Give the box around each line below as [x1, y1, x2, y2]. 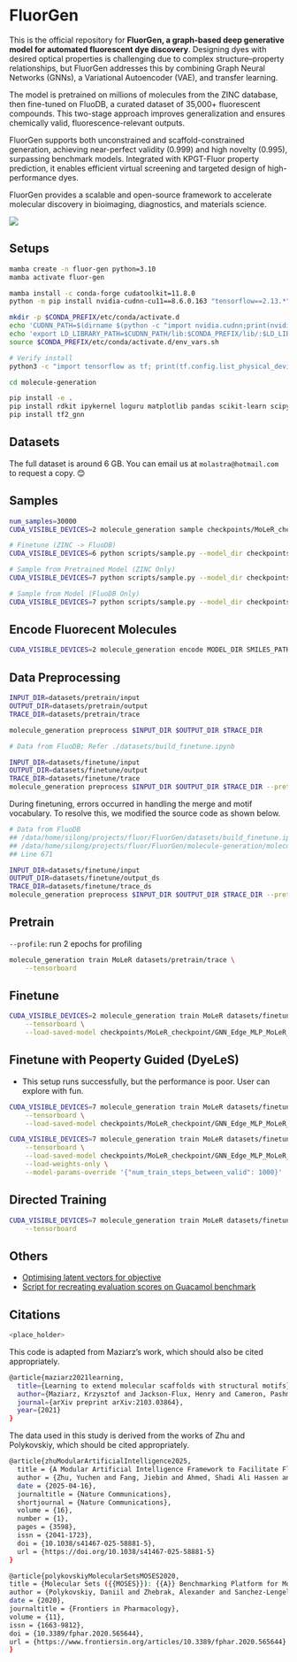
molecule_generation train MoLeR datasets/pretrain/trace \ [9, 955, 236, 965]
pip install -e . [9, 394, 73, 403]
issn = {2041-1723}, [17, 1531, 93, 1540]
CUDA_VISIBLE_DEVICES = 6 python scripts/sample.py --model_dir [9, 550, 243, 558]
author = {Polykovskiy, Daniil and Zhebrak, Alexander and [9, 1588, 232, 1597]
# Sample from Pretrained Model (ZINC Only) [9, 566, 176, 574]
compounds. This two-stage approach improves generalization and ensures [9, 108, 286, 119]
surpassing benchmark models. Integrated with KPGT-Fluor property [9, 153, 259, 164]
